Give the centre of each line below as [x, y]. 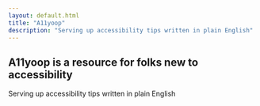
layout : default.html [44, 15]
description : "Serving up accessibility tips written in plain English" [131, 30]
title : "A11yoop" [37, 23]
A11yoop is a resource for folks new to [103, 62]
